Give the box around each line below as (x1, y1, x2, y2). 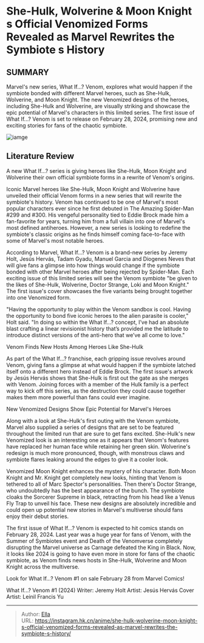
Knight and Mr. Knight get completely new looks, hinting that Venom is (6, 474, 182, 481)
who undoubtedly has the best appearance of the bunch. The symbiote (6, 486, 185, 494)
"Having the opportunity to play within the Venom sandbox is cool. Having (6, 305, 191, 313)
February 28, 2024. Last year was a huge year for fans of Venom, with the (6, 531, 191, 538)
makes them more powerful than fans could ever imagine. (6, 393, 151, 401)
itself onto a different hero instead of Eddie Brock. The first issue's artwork (6, 368, 193, 375)
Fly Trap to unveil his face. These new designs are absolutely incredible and (6, 499, 196, 507)
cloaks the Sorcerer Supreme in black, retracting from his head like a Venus (6, 493, 195, 500)
